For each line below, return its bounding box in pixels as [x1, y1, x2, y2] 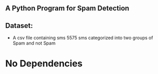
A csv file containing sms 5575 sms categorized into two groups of [12, 35, 153, 41]
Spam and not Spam [12, 40, 56, 46]
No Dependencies [5, 58, 83, 69]
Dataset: [5, 21, 33, 30]
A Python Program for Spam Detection [5, 4, 129, 13]
